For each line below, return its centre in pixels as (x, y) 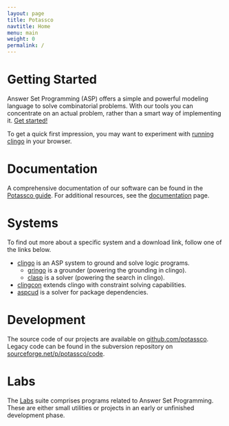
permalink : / (26, 45)
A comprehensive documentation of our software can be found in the (105, 188)
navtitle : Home (29, 26)
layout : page (26, 13)
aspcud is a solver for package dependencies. (83, 292)
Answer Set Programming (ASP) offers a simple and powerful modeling (108, 98)
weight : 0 (21, 39)
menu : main (23, 33)
